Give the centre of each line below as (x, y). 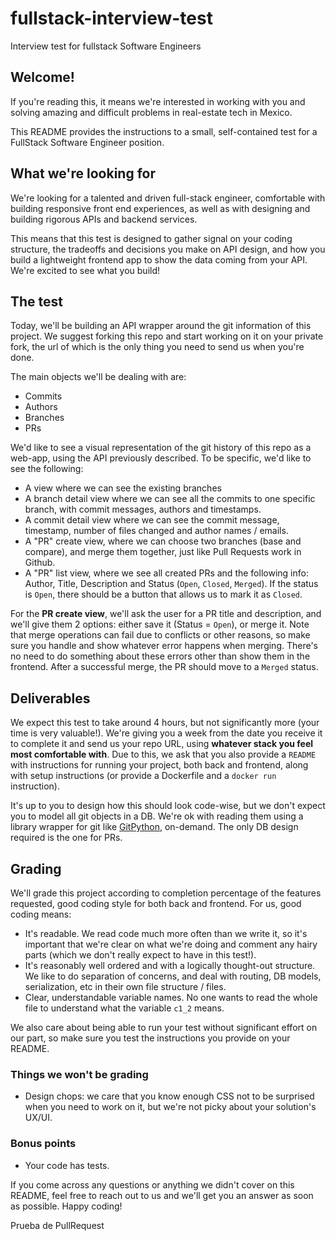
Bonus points (43, 1144)
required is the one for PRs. (66, 838)
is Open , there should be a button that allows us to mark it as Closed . (163, 594)
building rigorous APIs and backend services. (104, 219)
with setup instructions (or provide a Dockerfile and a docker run (143, 776)
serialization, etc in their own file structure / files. (125, 986)
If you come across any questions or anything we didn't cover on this (152, 1184)
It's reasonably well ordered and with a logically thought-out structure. (170, 965)
